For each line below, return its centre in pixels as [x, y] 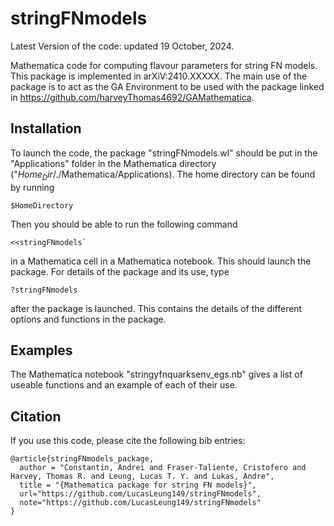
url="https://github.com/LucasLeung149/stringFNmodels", [140, 494]
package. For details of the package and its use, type [120, 271]
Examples [41, 350]
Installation [46, 128]
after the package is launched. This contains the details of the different [156, 308]
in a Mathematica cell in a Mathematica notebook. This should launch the [161, 261]
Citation [36, 416]
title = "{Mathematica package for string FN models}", [138, 485]
